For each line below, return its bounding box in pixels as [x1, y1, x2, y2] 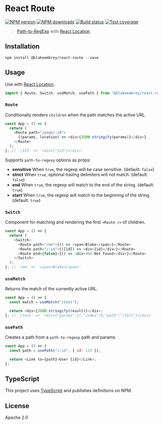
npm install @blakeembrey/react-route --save [5, 55, 98, 60]
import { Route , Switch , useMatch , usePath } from [5, 91, 110, 95]
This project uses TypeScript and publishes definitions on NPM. [5, 388, 132, 394]
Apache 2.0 [5, 415, 28, 421]
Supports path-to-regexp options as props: [5, 157, 91, 163]
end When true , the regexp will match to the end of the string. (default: [12, 182, 154, 188]
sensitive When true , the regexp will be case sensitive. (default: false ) [12, 166, 154, 172]
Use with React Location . [5, 81, 55, 87]
